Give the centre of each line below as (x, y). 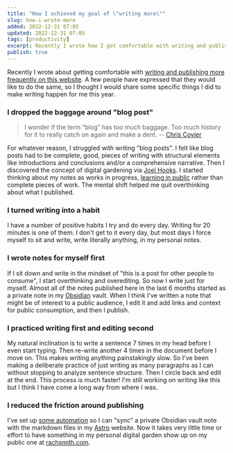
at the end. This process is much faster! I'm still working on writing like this (114, 380)
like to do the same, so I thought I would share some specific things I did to (114, 87)
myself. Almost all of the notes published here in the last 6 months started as (116, 288)
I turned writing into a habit (54, 210)
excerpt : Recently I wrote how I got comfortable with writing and (107, 46)
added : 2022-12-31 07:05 (43, 26)
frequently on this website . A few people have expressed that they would (111, 79)
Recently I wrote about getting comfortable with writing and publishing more (116, 72)
